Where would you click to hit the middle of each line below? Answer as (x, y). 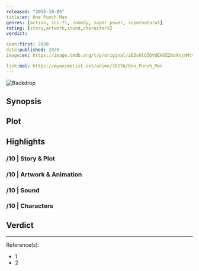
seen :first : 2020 (28, 44)
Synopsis (24, 101)
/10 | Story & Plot (31, 159)
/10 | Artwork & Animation (44, 174)
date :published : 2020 (33, 50)
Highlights (26, 142)
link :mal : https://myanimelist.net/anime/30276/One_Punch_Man (84, 66)
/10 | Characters (30, 206)
